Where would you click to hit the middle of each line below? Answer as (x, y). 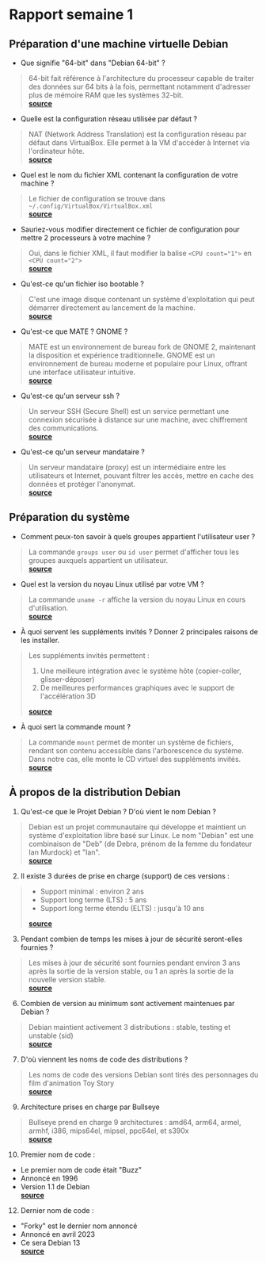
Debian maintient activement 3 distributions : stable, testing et (129, 1027)
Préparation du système (69, 517)
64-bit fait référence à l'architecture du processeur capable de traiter (141, 78)
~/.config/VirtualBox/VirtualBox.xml (91, 206)
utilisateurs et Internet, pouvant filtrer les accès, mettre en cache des (141, 476)
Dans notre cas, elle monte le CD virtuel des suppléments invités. (135, 759)
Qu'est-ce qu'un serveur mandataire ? (83, 452)
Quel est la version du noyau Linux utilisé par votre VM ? (112, 584)
